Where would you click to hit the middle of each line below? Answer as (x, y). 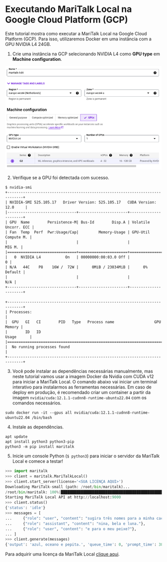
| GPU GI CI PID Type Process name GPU (83, 322)
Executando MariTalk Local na (69, 9)
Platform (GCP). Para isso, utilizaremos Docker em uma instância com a (78, 39)
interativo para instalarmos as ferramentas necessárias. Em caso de (82, 387)
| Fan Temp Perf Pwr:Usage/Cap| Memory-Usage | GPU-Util (78, 232)
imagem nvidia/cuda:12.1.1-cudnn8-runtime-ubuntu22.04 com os (79, 398)
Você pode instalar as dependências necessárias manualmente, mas (83, 371)
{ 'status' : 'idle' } (25, 508)
